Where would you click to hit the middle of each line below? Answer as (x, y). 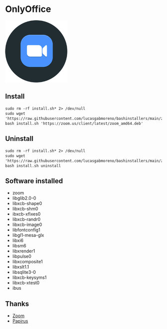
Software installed (34, 181)
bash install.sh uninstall (33, 166)
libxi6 (18, 240)
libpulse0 (22, 256)
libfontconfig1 (26, 230)
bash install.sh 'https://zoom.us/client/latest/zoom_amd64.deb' (74, 123)
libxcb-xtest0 (26, 283)
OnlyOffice (28, 9)
